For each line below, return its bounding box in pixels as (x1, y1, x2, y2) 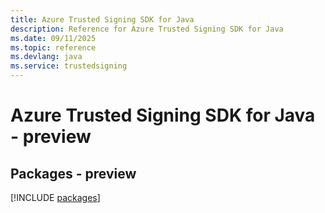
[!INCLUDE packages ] (10, 192, 101, 203)
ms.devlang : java (10, 52, 83, 62)
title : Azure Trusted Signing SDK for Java (10, 14, 195, 25)
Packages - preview (10, 165, 137, 182)
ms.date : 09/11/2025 (10, 33, 97, 43)
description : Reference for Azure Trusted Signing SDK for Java (10, 24, 284, 34)
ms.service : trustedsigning (10, 61, 128, 71)
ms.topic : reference (10, 42, 97, 53)
